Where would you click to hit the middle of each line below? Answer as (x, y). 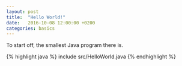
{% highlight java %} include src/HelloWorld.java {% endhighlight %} (91, 56)
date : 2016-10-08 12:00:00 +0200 (51, 23)
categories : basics (31, 28)
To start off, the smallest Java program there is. (65, 45)
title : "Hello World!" (36, 17)
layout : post (23, 12)
